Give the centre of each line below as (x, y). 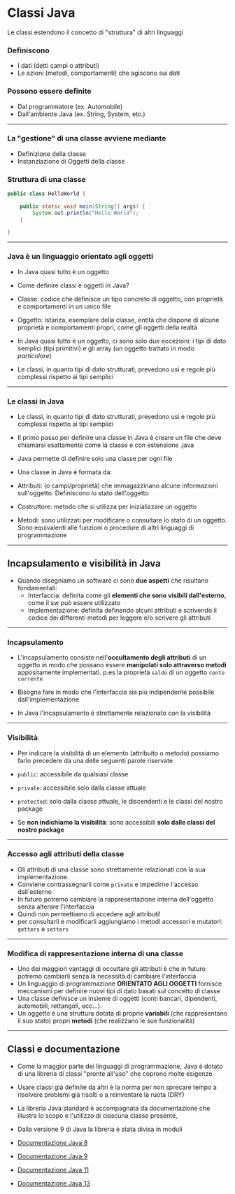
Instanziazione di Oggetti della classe (71, 161)
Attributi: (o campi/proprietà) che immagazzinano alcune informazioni (117, 486)
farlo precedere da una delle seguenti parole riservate (95, 760)
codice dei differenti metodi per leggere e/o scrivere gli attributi (119, 618)
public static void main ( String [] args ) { (83, 206)
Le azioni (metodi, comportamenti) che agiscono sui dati (99, 73)
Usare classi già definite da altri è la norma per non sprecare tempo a (117, 1087)
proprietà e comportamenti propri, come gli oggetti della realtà (107, 327)
